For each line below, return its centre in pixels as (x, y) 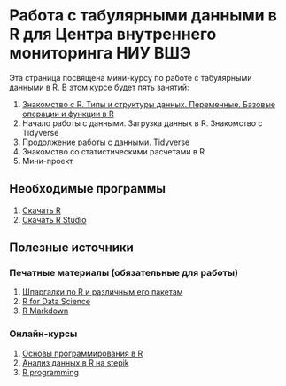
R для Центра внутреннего (113, 34)
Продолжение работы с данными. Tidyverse (106, 142)
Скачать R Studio (54, 219)
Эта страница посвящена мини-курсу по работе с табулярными (131, 77)
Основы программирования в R (82, 353)
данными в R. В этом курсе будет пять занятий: (99, 87)
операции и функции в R (68, 114)
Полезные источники (72, 248)
